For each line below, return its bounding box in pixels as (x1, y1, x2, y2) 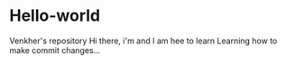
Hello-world (9, 5, 101, 26)
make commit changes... (9, 44, 101, 55)
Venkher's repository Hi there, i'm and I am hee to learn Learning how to (9, 35, 278, 46)
